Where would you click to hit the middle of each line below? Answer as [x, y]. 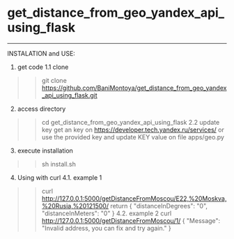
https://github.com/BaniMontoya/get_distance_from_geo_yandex [134, 88]
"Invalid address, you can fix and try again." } [107, 228]
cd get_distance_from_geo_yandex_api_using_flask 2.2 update [131, 122]
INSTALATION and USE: [41, 53]
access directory [41, 109]
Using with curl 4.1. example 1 [60, 177]
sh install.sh [59, 164]
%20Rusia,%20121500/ [75, 206]
